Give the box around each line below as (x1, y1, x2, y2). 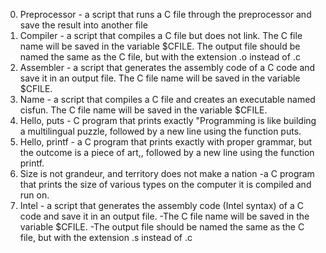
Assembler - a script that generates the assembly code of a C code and (19, 62, 316, 73)
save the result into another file (19, 19, 148, 31)
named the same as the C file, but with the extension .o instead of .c (19, 51, 301, 63)
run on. (19, 189, 50, 201)
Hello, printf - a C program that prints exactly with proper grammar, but (19, 136, 313, 148)
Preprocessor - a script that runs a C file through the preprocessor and (19, 9, 312, 20)
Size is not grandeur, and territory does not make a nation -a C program (19, 168, 315, 179)
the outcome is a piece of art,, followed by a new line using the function (19, 147, 315, 158)
